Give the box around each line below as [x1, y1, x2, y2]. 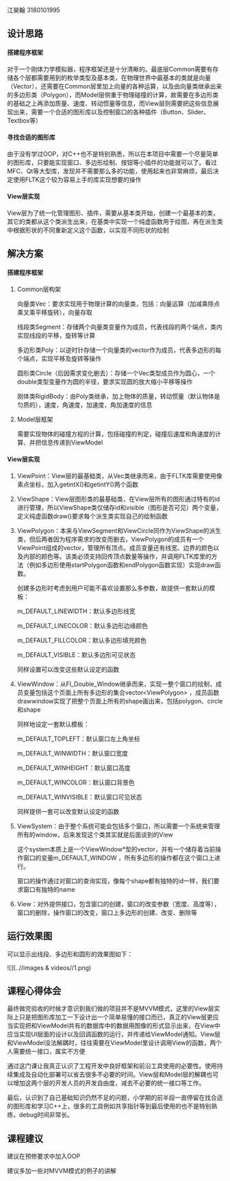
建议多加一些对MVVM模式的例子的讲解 [7, 1167, 116, 1175]
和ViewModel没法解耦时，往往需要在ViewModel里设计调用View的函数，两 [7, 1039, 216, 1047]
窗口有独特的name [23, 885, 75, 893]
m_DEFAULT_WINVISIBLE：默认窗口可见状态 [16, 793, 142, 801]
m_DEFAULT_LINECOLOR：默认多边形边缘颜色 [16, 621, 149, 630]
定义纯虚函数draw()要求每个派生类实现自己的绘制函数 [16, 512, 168, 520]
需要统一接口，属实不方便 [12, 1047, 86, 1056]
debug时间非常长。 [18, 1110, 74, 1119]
